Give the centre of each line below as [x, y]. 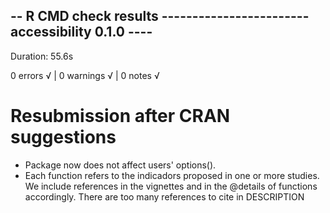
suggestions [63, 137]
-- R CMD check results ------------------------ [160, 16]
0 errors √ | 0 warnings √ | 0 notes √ [85, 75]
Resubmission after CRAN [120, 116]
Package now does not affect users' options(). [120, 165]
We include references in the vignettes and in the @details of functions [171, 186]
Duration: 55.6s [42, 56]
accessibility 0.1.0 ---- [81, 32]
